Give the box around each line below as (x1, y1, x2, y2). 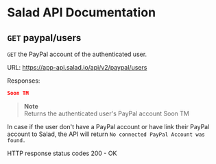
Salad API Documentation (7, 5, 156, 20)
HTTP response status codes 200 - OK (7, 149, 117, 157)
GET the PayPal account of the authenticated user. (7, 50, 147, 58)
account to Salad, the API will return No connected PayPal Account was (7, 130, 206, 138)
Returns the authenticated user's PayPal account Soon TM (23, 109, 190, 118)
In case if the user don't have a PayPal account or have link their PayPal (7, 122, 210, 131)
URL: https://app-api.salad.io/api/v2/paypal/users (7, 64, 147, 71)
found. (7, 137, 26, 144)
